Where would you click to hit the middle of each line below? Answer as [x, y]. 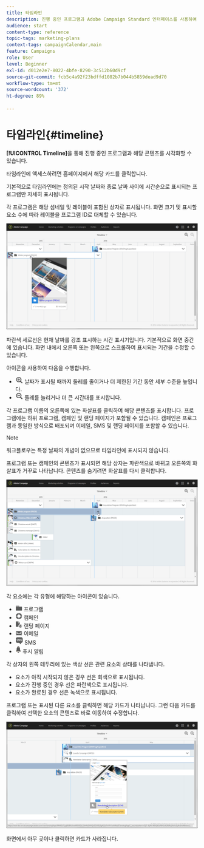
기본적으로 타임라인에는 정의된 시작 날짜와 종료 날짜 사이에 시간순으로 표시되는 [99, 186]
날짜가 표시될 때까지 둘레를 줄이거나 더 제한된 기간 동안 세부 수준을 [103, 382]
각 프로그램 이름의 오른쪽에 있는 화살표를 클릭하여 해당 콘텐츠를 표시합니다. [95, 410]
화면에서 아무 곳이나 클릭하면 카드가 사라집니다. [62, 839]
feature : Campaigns [31, 52]
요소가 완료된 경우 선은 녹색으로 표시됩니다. [66, 693]
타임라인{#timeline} [55, 135]
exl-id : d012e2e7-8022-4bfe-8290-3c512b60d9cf [66, 70]
